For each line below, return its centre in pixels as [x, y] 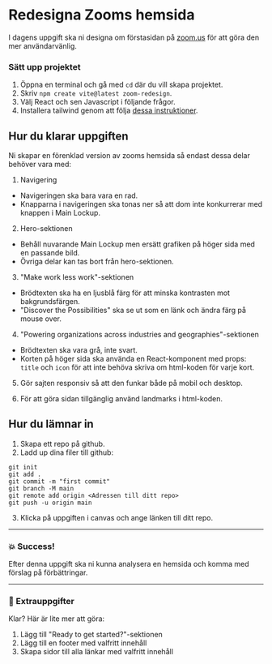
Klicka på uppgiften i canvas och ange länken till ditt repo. [116, 517]
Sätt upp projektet [45, 66]
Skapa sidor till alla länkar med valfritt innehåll [97, 652]
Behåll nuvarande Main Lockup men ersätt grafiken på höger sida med [137, 244]
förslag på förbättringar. [48, 572]
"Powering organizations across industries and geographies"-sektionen [139, 335]
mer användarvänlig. [42, 45]
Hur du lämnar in [51, 424]
